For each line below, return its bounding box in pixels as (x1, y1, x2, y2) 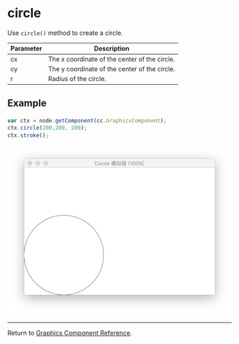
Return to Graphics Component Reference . (7, 328, 133, 337)
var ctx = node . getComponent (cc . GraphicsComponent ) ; (7, 117, 167, 124)
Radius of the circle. (48, 75, 107, 83)
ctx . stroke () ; (7, 132, 50, 140)
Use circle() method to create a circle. (7, 28, 123, 37)
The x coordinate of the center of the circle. (48, 55, 176, 63)
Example (7, 98, 47, 110)
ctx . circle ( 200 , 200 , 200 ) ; (7, 125, 87, 132)
